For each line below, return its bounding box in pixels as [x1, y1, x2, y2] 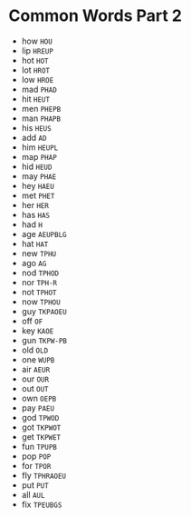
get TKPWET [21, 431, 62, 442]
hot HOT [21, 55, 49, 65]
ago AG [21, 257, 47, 268]
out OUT [21, 383, 49, 393]
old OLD [21, 344, 49, 355]
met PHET [21, 190, 55, 201]
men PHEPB [21, 103, 62, 114]
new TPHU [21, 247, 57, 259]
